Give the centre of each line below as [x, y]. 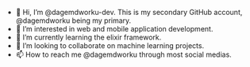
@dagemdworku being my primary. [73, 20]
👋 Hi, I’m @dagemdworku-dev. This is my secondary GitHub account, [129, 12]
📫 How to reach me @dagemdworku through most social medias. [123, 54]
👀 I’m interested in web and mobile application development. [114, 29]
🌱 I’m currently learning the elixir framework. [88, 37]
